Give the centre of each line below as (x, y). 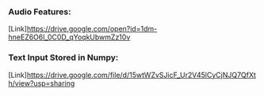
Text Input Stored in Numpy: (63, 57)
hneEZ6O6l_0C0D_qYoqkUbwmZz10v (69, 37)
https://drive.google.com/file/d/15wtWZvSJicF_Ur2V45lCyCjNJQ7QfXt (141, 75)
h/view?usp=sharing (42, 83)
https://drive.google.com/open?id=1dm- (92, 29)
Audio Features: (40, 12)
